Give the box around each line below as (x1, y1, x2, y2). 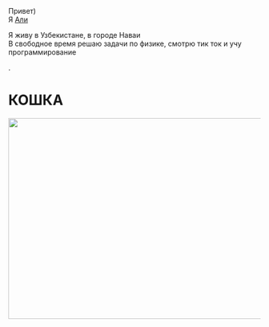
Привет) (8, 6, 36, 15)
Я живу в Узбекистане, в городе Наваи (8, 31, 141, 39)
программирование (8, 47, 77, 57)
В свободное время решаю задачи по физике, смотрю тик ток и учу (8, 39, 242, 48)
